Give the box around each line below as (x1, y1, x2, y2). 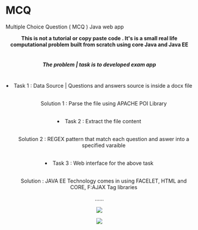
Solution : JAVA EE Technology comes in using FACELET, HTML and (20, 177, 187, 184)
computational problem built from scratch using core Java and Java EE (10, 41, 188, 48)
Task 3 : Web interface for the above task (52, 159, 154, 167)
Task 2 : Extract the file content (64, 117, 142, 124)
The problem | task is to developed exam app (42, 60, 156, 68)
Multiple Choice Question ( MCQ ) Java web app (5, 23, 124, 30)
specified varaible (81, 142, 126, 149)
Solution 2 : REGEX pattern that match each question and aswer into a (18, 135, 190, 142)
